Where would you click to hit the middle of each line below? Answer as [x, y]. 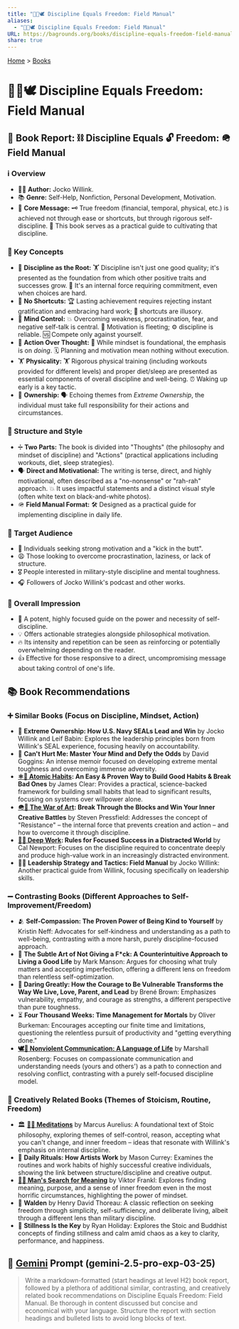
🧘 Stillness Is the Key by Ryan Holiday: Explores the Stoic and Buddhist [122, 1226]
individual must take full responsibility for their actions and [103, 405]
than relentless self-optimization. [66, 977]
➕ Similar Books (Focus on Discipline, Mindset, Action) [103, 715]
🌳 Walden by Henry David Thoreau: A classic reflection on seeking [116, 1203]
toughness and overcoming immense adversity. [87, 768]
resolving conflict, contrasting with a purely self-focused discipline [115, 1074]
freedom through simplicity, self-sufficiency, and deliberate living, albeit [123, 1211]
